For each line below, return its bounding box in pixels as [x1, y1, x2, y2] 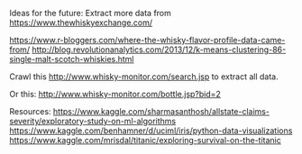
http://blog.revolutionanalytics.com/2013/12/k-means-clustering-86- [31, 44, 287, 55]
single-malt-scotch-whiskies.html [9, 54, 134, 64]
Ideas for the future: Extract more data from [9, 8, 171, 18]
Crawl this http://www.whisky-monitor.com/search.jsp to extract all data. [9, 71, 279, 82]
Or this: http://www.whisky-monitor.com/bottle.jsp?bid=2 [9, 89, 221, 99]
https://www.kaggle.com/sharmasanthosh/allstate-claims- [52, 106, 270, 116]
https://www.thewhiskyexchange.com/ [9, 17, 153, 28]
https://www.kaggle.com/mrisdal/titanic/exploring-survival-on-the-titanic [9, 135, 281, 145]
